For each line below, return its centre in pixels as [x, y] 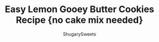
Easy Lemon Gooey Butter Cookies [79, 9]
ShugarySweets [79, 34]
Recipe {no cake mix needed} [79, 20]
